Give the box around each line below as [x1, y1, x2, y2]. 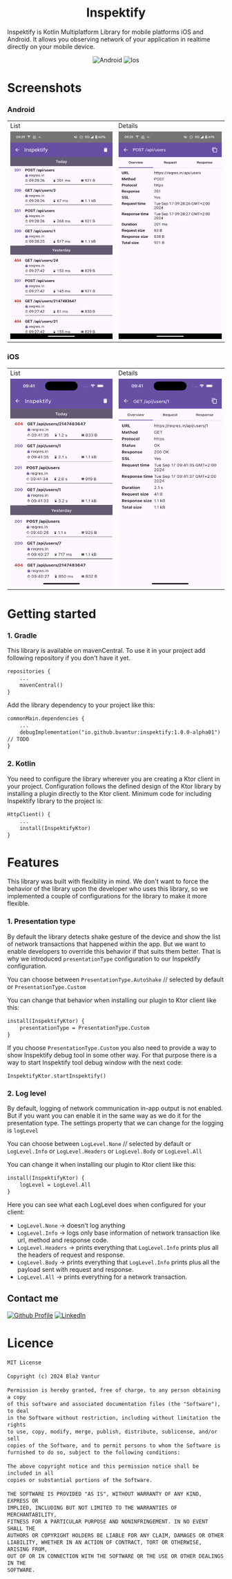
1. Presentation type [7, 916, 76, 926]
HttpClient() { [7, 811, 51, 818]
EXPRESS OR [7, 1497, 39, 1504]
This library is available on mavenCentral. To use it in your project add [7, 647, 206, 655]
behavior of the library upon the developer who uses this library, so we [7, 885, 209, 893]
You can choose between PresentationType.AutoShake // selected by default [7, 975, 224, 984]
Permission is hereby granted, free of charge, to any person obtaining [7, 1387, 221, 1394]
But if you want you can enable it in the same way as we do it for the [7, 1111, 202, 1120]
